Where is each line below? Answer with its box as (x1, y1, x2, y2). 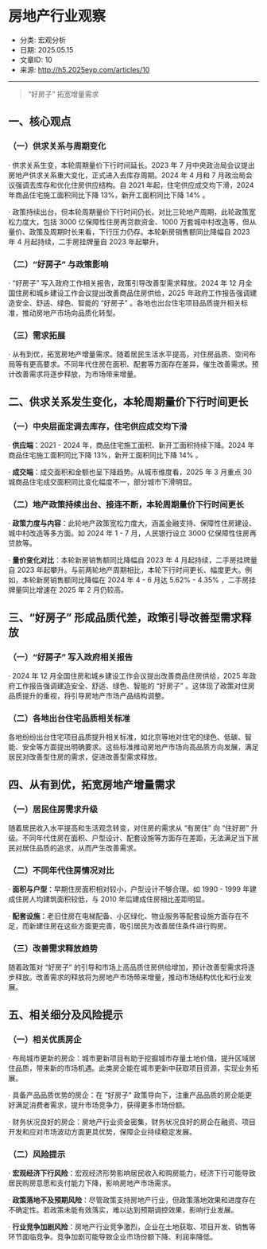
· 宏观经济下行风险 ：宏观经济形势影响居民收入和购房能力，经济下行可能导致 (8, 1169, 256, 1178)
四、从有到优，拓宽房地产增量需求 (8, 777, 176, 792)
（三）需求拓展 (8, 329, 66, 340)
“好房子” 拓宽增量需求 (27, 89, 99, 99)
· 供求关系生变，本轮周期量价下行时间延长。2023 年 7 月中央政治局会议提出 (8, 160, 256, 169)
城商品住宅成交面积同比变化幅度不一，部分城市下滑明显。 (8, 477, 196, 486)
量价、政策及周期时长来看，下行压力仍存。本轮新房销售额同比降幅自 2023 (8, 227, 250, 236)
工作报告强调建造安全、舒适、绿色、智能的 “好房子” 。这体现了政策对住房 (14, 681, 256, 691)
